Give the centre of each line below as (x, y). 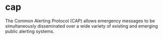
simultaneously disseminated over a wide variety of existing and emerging (82, 26)
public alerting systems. (30, 31)
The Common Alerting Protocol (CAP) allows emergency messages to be (80, 21)
